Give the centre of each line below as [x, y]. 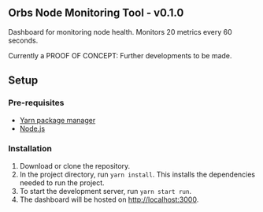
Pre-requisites [36, 103]
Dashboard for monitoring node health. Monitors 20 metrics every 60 [120, 32]
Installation [30, 149]
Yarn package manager [57, 120]
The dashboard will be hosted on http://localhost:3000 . [109, 199]
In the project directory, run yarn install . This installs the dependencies [137, 174]
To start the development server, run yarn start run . [105, 191]
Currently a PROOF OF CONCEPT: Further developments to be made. [120, 55]
